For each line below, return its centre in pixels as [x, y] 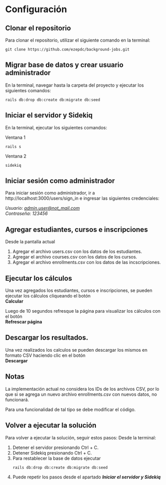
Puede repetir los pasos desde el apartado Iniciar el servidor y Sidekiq [87, 477]
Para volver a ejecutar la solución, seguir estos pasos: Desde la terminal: [81, 437]
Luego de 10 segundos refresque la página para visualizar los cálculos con [83, 311]
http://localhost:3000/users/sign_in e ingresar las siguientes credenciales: [82, 198]
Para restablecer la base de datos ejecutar [57, 458]
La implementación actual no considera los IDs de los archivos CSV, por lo [82, 389]
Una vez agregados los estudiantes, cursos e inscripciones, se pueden [79, 290]
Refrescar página [24, 322]
